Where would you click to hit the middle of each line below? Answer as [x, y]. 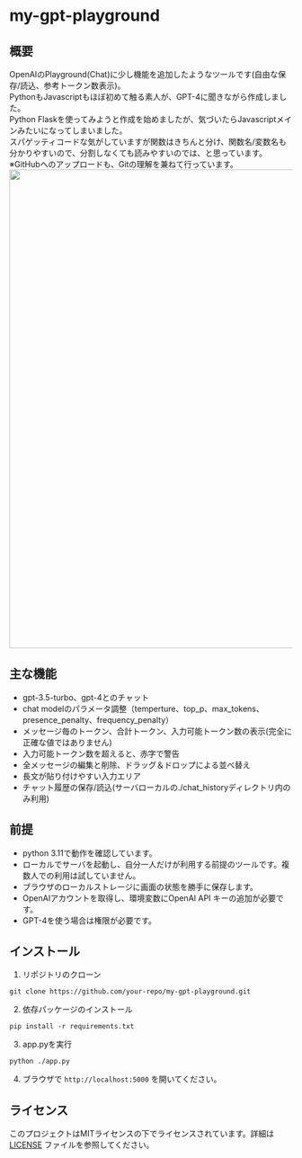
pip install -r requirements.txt [72, 1027]
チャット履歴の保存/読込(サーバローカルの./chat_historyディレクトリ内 [152, 787]
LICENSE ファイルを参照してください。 [82, 1145]
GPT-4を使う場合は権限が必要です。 [89, 920]
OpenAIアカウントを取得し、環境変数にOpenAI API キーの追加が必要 [149, 898]
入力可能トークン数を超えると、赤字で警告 [101, 753]
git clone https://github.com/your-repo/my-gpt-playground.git [130, 992]
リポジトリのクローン [62, 975]
